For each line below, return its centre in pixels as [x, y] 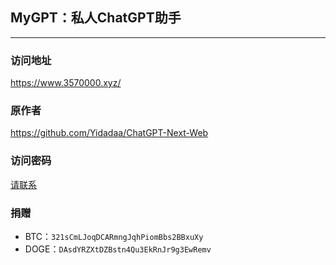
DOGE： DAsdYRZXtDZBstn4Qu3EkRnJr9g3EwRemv [118, 249]
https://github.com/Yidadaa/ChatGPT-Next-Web [109, 133]
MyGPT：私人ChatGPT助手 [96, 18]
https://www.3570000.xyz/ [66, 83]
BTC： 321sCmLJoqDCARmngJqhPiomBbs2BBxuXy [114, 236]
